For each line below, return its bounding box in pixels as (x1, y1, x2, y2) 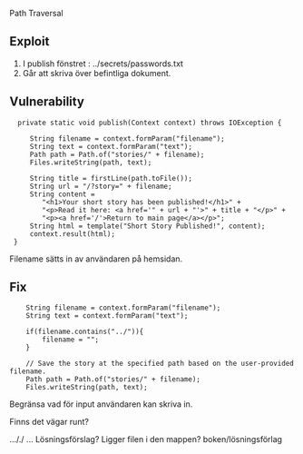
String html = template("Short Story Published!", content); (29, 222, 266, 231)
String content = (29, 190, 95, 199)
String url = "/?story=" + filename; (29, 182, 172, 191)
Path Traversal (9, 8, 64, 18)
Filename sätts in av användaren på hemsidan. (9, 253, 183, 264)
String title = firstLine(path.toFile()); (29, 173, 193, 183)
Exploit (9, 34, 50, 49)
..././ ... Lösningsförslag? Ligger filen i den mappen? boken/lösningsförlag (9, 434, 283, 445)
